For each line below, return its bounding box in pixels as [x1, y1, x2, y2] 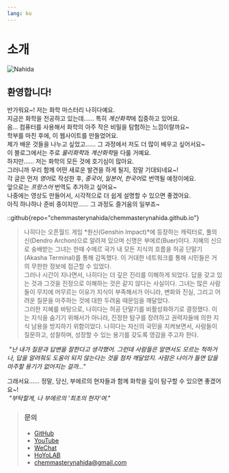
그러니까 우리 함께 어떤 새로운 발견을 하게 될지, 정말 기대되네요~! [7, 166, 179, 174]
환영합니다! [7, 86, 52, 98]
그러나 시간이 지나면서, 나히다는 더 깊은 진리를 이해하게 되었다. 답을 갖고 [23, 271, 215, 279]
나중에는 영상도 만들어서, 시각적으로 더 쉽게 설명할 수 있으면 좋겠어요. [7, 191, 191, 199]
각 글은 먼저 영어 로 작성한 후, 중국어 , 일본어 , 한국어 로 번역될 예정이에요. [7, 174, 196, 182]
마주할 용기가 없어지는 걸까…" [7, 363, 86, 371]
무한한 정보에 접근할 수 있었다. [31, 262, 111, 271]
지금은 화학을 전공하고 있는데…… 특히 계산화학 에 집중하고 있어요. [7, 114, 180, 123]
